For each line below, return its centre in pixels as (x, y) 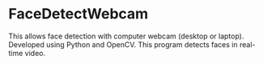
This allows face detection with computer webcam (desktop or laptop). (126, 36)
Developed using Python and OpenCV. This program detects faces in (123, 44)
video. (35, 53)
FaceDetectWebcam (78, 14)
